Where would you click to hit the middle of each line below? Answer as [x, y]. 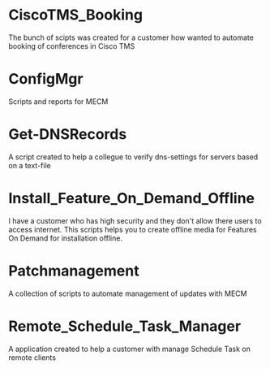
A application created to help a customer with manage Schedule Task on [130, 349]
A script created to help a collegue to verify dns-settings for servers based [133, 157]
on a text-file [30, 165]
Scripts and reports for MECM [58, 101]
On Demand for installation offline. [66, 238]
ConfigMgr [46, 79]
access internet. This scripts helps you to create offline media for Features [133, 229]
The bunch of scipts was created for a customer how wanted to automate [131, 37]
